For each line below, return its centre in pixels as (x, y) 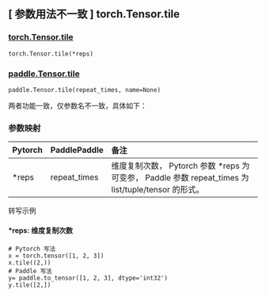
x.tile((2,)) (30, 263)
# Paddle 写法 (30, 272)
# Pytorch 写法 (32, 249)
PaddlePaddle (77, 150)
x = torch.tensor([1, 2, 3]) (56, 256)
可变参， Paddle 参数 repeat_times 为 (180, 178)
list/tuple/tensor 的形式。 (158, 190)
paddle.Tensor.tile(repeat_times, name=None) (84, 89)
